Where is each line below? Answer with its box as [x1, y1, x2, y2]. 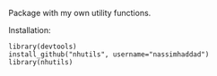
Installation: [8, 25, 51, 35]
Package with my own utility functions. [8, 8, 152, 18]
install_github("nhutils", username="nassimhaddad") [8, 50, 210, 59]
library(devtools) [8, 42, 77, 51]
